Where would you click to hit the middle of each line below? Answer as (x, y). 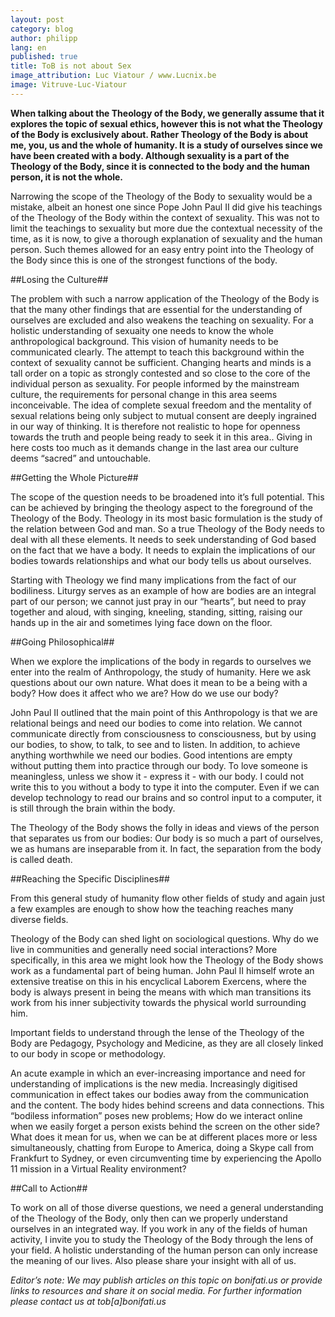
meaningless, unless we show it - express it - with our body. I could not (157, 776)
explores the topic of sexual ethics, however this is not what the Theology (166, 123)
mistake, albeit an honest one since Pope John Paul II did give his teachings (166, 207)
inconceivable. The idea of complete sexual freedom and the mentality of (161, 405)
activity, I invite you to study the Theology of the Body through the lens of (162, 1239)
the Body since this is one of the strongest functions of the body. (144, 260)
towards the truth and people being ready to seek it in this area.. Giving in (161, 437)
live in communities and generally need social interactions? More (144, 949)
